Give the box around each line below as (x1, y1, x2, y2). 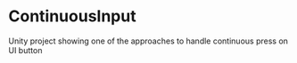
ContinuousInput (8, 6, 136, 27)
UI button (8, 44, 43, 55)
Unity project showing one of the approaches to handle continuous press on (8, 35, 289, 46)
